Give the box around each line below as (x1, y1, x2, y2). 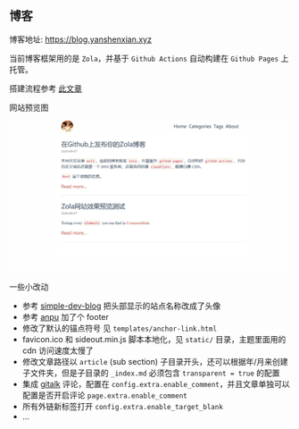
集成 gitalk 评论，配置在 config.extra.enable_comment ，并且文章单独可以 (21, 379, 290, 390)
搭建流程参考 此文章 (9, 83, 82, 94)
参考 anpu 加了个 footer (21, 312, 110, 323)
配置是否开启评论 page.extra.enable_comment (21, 390, 187, 400)
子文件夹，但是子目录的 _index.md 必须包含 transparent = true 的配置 (21, 367, 280, 378)
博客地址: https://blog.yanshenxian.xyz (9, 34, 152, 45)
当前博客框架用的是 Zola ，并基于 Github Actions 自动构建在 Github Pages (9, 53, 279, 63)
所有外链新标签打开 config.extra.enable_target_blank (21, 401, 223, 412)
